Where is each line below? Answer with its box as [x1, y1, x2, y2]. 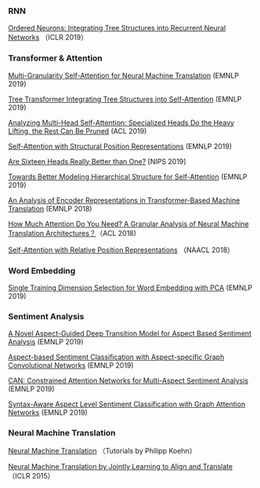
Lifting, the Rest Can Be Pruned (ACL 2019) [8, 126, 147, 135]
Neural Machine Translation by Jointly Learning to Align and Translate [8, 462, 233, 471]
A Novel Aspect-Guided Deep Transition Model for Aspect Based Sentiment [8, 328, 252, 339]
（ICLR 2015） [8, 471, 55, 481]
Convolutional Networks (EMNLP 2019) [8, 361, 135, 370]
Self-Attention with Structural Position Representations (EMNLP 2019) [8, 141, 233, 151]
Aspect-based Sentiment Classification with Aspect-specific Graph [8, 352, 225, 362]
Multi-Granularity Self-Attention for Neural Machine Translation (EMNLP [8, 71, 240, 80]
